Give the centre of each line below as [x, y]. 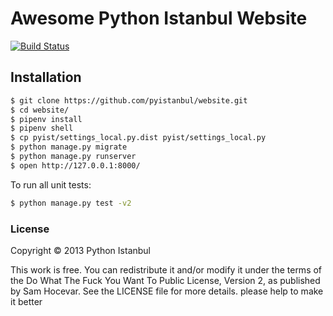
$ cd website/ [40, 110]
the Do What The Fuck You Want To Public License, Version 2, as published [165, 280]
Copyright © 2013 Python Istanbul [80, 250]
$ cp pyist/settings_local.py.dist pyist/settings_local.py [138, 138]
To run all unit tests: [51, 184]
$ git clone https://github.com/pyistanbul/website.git [129, 100]
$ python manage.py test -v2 [71, 203]
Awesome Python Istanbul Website [159, 18]
